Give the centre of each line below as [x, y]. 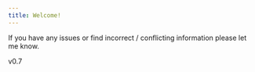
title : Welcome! [35, 15]
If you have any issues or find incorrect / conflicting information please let [127, 38]
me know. [24, 46]
